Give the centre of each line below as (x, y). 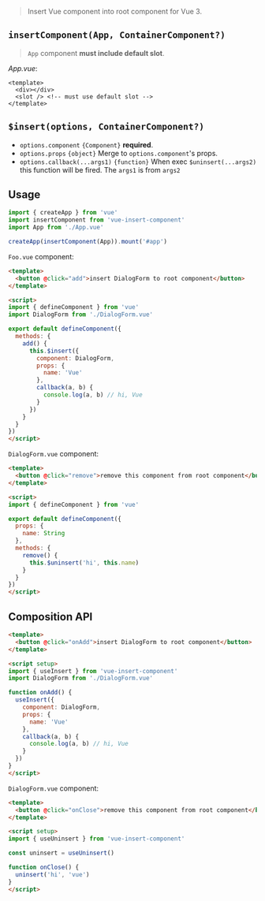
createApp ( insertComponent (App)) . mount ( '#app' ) (88, 242)
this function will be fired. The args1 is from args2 (100, 169)
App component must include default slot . (96, 53)
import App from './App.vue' (56, 228)
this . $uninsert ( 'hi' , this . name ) (84, 563)
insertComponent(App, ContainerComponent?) (117, 35)
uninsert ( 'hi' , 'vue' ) (52, 874)
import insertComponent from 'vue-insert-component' (97, 220)
